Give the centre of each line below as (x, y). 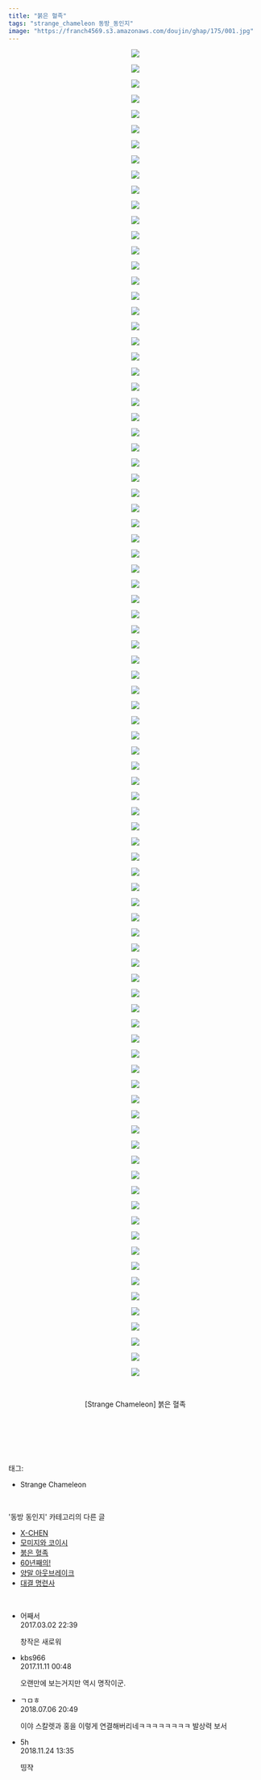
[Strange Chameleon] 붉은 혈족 (135, 1404)
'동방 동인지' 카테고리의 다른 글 (57, 1517)
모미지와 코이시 (44, 1543)
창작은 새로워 (41, 1642)
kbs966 (33, 1658)
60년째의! (35, 1563)
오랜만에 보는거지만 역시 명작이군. (73, 1683)
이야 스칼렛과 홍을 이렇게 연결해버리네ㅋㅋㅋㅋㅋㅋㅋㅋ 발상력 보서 (123, 1726)
